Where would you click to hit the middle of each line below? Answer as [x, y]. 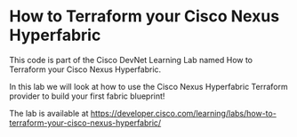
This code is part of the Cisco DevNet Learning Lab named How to [131, 60]
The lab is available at [49, 113]
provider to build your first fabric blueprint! [87, 96]
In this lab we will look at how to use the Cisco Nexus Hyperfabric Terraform [148, 86]
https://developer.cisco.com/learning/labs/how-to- [184, 113]
